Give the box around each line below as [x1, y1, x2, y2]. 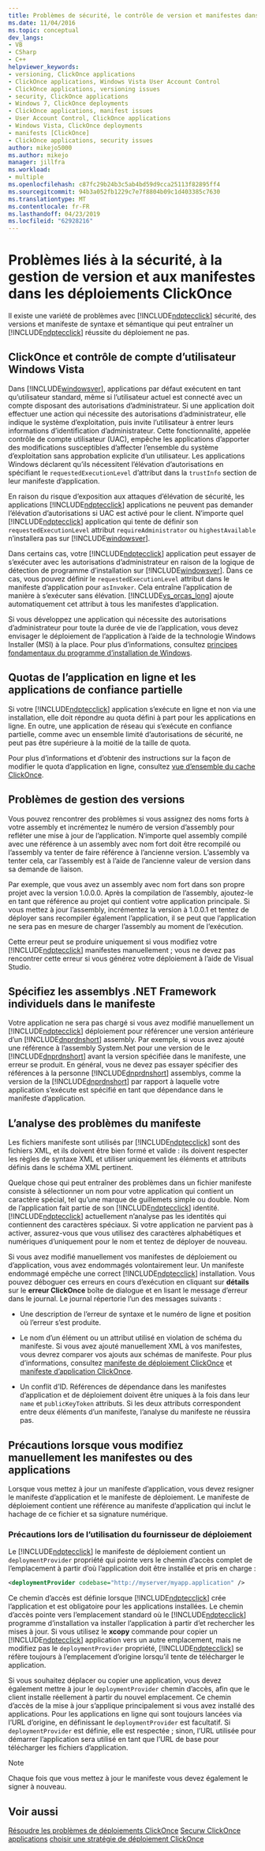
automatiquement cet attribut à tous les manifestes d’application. [8, 599, 219, 608]
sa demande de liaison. [8, 864, 84, 874]
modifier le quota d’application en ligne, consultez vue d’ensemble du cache [8, 762, 256, 771]
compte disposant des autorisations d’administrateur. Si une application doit [8, 401, 255, 410]
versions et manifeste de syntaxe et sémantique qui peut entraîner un [8, 319, 234, 329]
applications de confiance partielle [8, 683, 183, 697]
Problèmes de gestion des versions [8, 793, 185, 807]
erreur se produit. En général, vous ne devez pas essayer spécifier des [8, 1060, 238, 1070]
